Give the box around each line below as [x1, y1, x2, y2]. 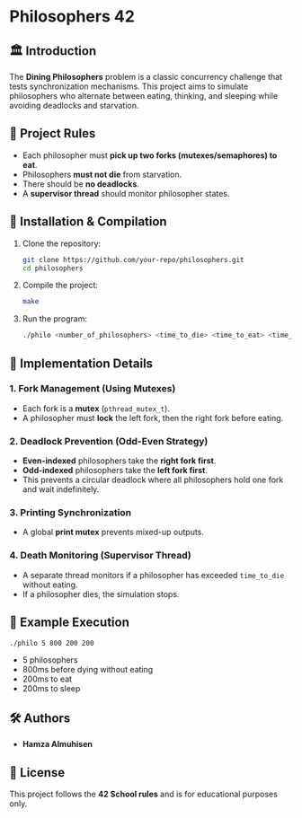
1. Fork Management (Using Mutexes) [9, 383, 176, 395]
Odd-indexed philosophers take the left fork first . [22, 465, 209, 476]
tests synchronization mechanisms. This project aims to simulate [9, 81, 249, 92]
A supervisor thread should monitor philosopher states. [22, 188, 230, 198]
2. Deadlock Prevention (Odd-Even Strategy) [9, 435, 209, 447]
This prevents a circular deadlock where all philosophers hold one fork [22, 474, 284, 486]
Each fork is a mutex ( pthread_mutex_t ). [22, 402, 171, 414]
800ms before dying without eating [22, 664, 154, 675]
